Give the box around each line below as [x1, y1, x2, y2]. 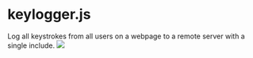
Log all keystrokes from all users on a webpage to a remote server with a [7, 31, 245, 41]
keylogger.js [7, 5, 91, 24]
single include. [7, 41, 56, 50]
